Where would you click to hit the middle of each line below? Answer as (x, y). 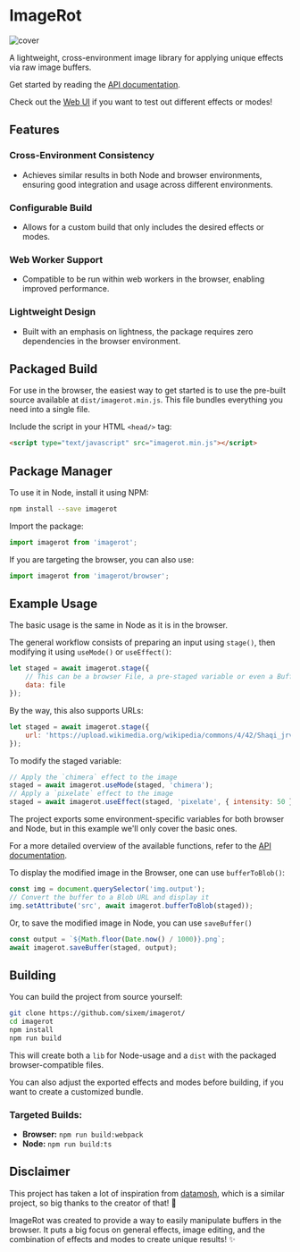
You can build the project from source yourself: (96, 997)
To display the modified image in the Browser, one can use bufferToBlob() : (147, 873)
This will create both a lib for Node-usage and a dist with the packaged (143, 1055)
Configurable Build (51, 207)
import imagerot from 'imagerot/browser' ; (89, 576)
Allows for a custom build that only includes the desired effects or (143, 227)
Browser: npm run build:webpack (83, 1134)
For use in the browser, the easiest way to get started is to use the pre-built (148, 391)
